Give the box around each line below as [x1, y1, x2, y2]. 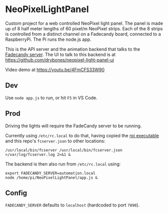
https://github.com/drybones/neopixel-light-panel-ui [5, 57, 114, 63]
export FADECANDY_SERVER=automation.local [5, 171, 96, 176]
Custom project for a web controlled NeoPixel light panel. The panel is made [5, 20, 163, 26]
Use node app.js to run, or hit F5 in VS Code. [5, 94, 98, 100]
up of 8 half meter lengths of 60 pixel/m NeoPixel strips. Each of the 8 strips [5, 25, 163, 31]
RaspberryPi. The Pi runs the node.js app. [5, 36, 92, 42]
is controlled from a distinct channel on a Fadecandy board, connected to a [5, 31, 161, 37]
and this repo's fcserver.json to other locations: [5, 138, 106, 144]
